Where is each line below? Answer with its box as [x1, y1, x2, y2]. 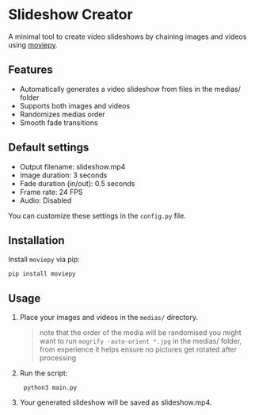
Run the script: [19, 368, 68, 378]
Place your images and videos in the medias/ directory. [19, 313, 198, 322]
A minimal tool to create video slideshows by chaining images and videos [8, 32, 247, 41]
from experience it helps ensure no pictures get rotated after [39, 345, 238, 354]
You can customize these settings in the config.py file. [8, 211, 186, 220]
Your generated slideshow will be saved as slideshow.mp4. [19, 398, 212, 407]
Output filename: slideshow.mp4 [19, 162, 126, 171]
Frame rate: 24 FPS [19, 187, 83, 196]
